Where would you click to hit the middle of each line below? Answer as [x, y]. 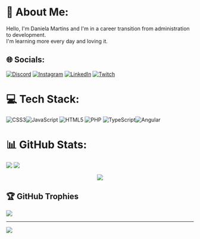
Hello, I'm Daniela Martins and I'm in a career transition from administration [98, 28]
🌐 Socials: [26, 60]
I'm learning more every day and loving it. [57, 41]
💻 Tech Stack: [43, 99]
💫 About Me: [37, 12]
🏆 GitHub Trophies [43, 197]
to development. [26, 34]
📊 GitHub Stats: [47, 144]
